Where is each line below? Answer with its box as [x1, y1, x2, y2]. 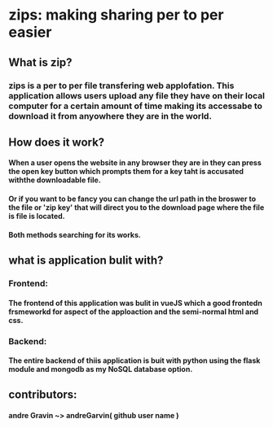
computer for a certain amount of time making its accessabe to [8, 100, 262, 111]
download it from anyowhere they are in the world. [8, 110, 212, 121]
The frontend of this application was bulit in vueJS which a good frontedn [8, 298, 262, 308]
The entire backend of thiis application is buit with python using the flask [8, 356, 261, 365]
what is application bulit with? [8, 254, 164, 268]
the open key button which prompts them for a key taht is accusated [8, 167, 244, 177]
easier [8, 23, 52, 41]
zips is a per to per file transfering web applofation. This [8, 80, 235, 91]
